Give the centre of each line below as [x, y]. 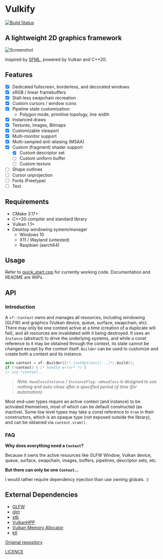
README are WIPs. [24, 277]
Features [19, 75]
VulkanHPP [23, 522]
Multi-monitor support [35, 136]
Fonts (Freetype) [29, 181]
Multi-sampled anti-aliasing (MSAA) [48, 142]
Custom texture [35, 164]
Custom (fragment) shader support [47, 147]
